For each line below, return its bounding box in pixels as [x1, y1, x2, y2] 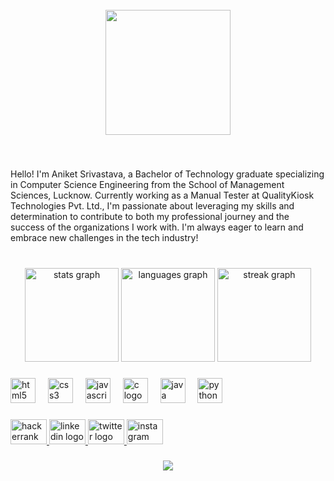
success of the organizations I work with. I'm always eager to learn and [10, 221, 304, 233]
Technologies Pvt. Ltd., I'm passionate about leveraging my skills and [10, 199, 295, 212]
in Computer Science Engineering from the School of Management [10, 178, 285, 190]
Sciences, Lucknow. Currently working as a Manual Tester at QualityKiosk [10, 189, 315, 201]
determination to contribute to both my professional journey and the [10, 210, 290, 222]
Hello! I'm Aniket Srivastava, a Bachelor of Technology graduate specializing [10, 168, 325, 180]
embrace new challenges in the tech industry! [10, 231, 199, 243]
